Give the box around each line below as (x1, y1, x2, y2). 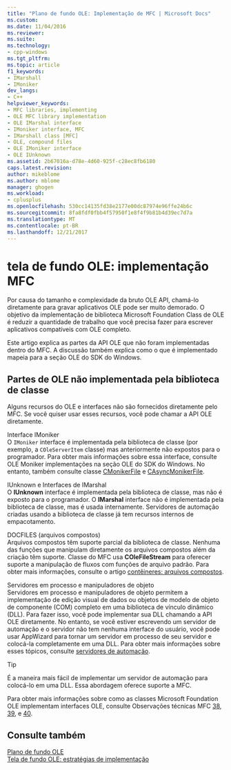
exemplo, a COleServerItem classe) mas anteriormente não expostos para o (7, 445, 221, 453)
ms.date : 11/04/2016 (7, 23, 67, 30)
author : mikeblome (7, 171, 60, 178)
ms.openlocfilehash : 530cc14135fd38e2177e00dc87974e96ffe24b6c (7, 203, 193, 210)
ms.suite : (7, 36, 36, 43)
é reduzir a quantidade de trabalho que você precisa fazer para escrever (7, 318, 214, 326)
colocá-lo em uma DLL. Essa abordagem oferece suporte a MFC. (7, 682, 192, 690)
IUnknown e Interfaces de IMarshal (7, 481, 107, 489)
